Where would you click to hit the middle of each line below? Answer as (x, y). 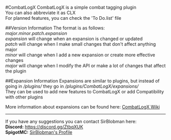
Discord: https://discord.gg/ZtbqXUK (44, 127)
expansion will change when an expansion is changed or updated (74, 39)
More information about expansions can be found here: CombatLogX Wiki (83, 107)
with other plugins (24, 97)
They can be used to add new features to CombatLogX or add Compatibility (85, 92)
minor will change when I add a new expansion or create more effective (80, 55)
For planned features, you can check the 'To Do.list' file (63, 18)
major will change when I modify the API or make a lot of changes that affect (85, 66)
